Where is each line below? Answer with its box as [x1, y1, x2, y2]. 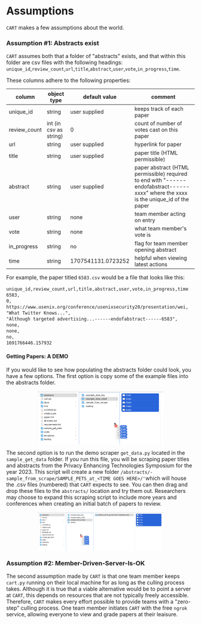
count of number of [134, 120, 182, 127]
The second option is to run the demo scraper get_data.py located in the [6, 449, 185, 456]
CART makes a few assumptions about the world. [6, 24, 124, 31]
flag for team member [134, 239, 188, 246]
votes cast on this [134, 126, 178, 133]
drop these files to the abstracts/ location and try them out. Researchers [6, 487, 186, 494]
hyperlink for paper [134, 141, 182, 148]
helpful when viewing [134, 254, 187, 261]
